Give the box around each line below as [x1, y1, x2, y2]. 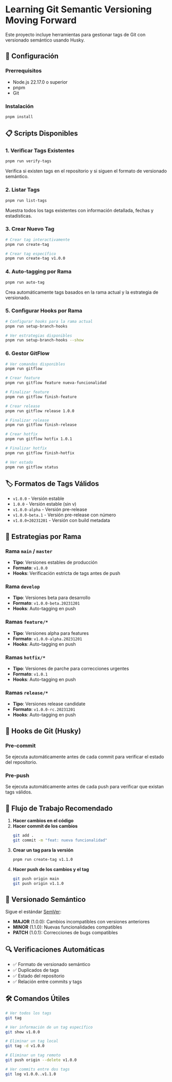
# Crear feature [5, 376, 40, 381]
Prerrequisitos [5, 67, 42, 74]
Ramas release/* [5, 689, 48, 696]
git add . [12, 833, 34, 838]
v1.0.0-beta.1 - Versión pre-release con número [12, 512, 117, 518]
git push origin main [12, 876, 59, 881]
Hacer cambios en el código [12, 818, 74, 824]
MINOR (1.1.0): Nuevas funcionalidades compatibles [12, 924, 122, 930]
